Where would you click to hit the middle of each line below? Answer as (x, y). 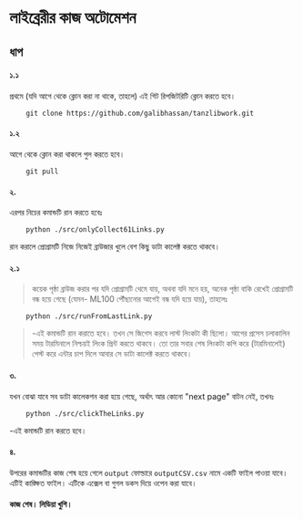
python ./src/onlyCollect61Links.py (96, 230)
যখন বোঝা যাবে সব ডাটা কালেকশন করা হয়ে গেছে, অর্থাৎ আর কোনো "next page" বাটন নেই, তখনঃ (142, 396)
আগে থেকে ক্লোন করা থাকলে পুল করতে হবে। (67, 154)
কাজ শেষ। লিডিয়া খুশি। (41, 504)
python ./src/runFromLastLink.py (89, 317)
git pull (42, 171)
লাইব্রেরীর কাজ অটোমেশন (73, 18)
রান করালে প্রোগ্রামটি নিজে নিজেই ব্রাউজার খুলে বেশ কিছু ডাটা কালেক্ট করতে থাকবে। (115, 247)
